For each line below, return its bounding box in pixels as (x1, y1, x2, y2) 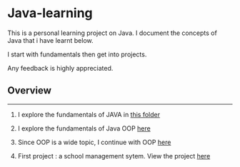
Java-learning (7, 5, 93, 21)
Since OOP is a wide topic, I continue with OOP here (17, 138, 171, 146)
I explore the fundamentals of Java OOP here (17, 123, 151, 133)
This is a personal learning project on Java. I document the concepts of (7, 29, 218, 37)
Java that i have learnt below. (7, 36, 94, 44)
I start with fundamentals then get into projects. (7, 50, 147, 59)
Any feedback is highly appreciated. (7, 64, 114, 72)
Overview (7, 84, 52, 97)
